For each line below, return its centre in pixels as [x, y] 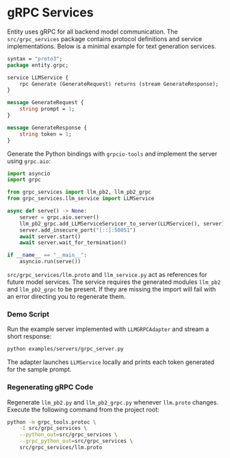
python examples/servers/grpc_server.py [66, 349]
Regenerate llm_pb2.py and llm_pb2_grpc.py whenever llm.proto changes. [113, 402]
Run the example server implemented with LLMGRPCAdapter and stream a [108, 329]
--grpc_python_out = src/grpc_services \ [76, 441]
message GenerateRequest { [46, 103]
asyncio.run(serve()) [50, 262]
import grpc [24, 180]
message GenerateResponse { [47, 128]
